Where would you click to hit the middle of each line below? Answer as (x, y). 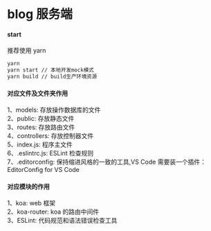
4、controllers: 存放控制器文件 (51, 136)
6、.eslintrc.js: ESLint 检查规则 (51, 153)
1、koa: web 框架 (31, 203)
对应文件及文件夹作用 (37, 93)
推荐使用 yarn (27, 51)
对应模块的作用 (28, 186)
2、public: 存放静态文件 (41, 119)
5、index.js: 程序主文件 (40, 145)
